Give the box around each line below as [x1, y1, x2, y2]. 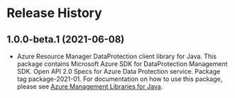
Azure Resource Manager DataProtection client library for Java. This [16, 52, 217, 60]
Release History [6, 5, 102, 21]
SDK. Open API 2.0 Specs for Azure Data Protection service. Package [16, 67, 221, 75]
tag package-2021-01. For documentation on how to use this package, [16, 75, 223, 83]
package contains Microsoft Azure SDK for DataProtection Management [16, 60, 228, 68]
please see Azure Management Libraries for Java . [16, 82, 163, 90]
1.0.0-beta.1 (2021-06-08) [6, 33, 125, 45]
